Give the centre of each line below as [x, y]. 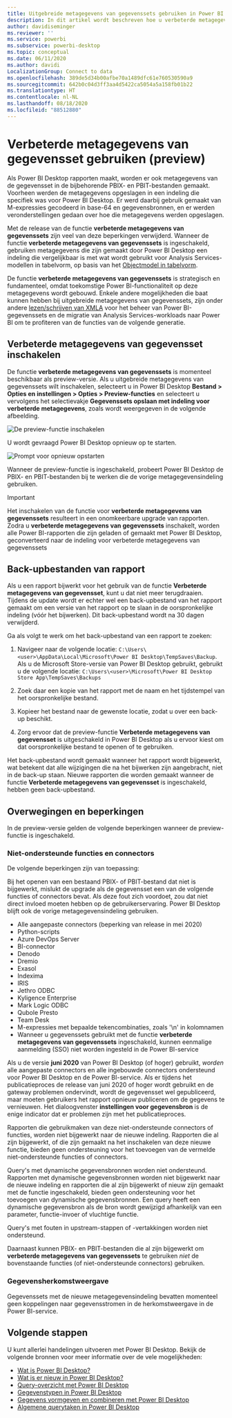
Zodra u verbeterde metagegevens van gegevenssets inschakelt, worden [113, 525]
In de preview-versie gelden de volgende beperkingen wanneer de [102, 828]
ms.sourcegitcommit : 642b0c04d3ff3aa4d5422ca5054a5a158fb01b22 [100, 84]
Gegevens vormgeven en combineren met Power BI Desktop [103, 1399]
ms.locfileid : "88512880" [44, 110]
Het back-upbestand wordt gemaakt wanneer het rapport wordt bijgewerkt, [115, 761]
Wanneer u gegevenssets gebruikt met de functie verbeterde [105, 1035]
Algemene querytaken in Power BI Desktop [78, 1407]
